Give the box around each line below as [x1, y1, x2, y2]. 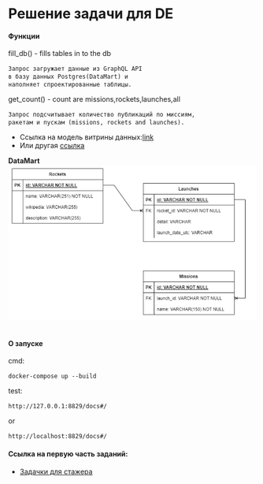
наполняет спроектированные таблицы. [8, 80, 132, 89]
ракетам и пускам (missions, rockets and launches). [8, 119, 185, 127]
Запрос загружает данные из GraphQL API [8, 65, 143, 73]
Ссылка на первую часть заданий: [8, 449, 128, 458]
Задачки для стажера [19, 467, 93, 476]
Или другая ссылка [19, 141, 85, 151]
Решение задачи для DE [8, 5, 174, 23]
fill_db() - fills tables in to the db [8, 49, 112, 58]
